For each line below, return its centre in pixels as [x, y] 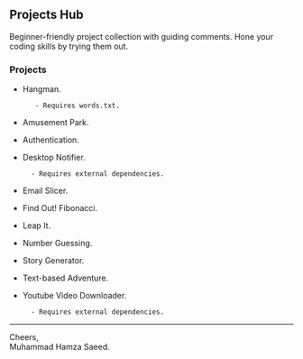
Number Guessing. [57, 244]
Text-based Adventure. [65, 278]
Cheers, [24, 337]
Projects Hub [46, 15]
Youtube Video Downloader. [74, 296]
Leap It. [37, 226]
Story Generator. [53, 261]
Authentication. [50, 140]
